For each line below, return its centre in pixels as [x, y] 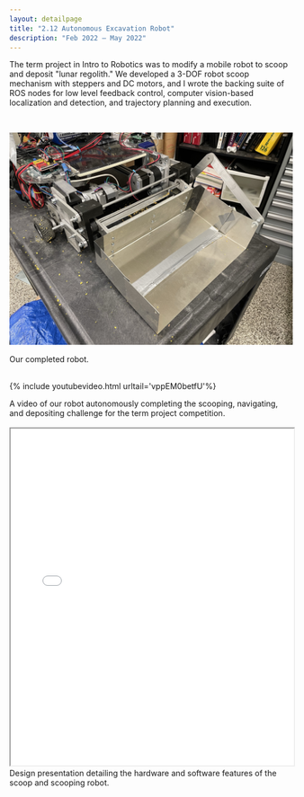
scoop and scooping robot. [59, 783]
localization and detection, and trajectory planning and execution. [130, 102]
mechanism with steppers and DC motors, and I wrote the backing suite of [147, 84]
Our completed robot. [49, 359]
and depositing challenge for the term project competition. [117, 413]
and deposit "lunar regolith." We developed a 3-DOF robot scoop [130, 74]
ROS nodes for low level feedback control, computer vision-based [132, 93]
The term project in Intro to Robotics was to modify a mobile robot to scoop [148, 65]
